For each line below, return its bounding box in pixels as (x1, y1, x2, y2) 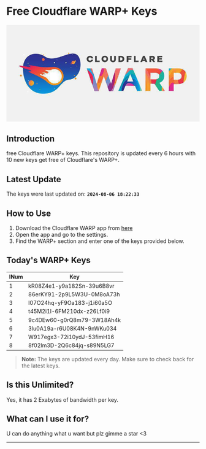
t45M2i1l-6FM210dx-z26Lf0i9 (28, 308, 110, 315)
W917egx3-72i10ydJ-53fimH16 (28, 333, 115, 341)
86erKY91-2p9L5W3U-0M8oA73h (28, 290, 120, 298)
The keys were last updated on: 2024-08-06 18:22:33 (6, 190, 140, 198)
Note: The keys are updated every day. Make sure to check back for (21, 355, 194, 363)
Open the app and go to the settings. (15, 231, 109, 239)
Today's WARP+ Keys (6, 255, 91, 266)
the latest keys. (21, 362, 60, 369)
